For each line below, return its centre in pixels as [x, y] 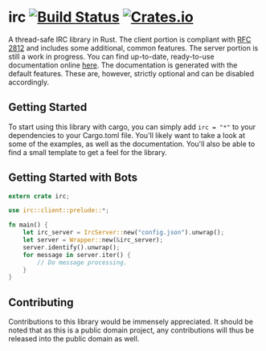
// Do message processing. [82, 262]
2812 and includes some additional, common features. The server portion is [133, 47]
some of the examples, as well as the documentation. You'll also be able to [132, 144]
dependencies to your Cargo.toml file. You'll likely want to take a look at [127, 135]
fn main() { [28, 225]
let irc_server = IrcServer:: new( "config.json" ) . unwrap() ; [124, 233]
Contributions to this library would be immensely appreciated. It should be [131, 322]
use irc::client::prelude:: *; [59, 210]
